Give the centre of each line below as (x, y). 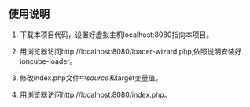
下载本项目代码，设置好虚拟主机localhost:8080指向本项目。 (116, 35)
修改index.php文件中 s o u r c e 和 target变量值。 (91, 78)
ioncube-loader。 (48, 61)
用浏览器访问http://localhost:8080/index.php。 (95, 94)
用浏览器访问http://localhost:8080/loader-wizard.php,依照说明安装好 (131, 51)
